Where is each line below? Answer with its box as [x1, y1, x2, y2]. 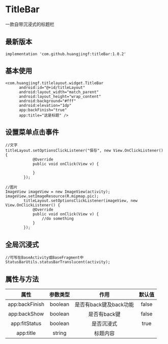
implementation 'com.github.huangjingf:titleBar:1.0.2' [5, 51, 126, 57]
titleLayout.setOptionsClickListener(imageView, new [23, 198, 138, 203]
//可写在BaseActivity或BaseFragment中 [5, 255, 84, 260]
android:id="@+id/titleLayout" [18, 85, 86, 90]
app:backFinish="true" [18, 107, 67, 112]
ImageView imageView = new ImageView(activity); [5, 189, 110, 195]
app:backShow [8, 310, 44, 317]
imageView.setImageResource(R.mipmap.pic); [5, 194, 99, 199]
